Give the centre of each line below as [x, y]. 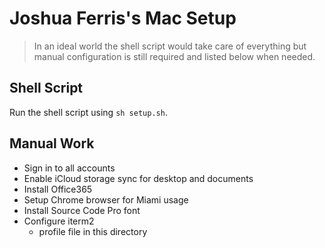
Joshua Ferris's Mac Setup [123, 18]
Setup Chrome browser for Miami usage [106, 199]
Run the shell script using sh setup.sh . [88, 112]
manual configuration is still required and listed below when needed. [174, 56]
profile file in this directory [93, 231]
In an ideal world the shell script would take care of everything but [170, 46]
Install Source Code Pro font [82, 210]
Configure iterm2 [59, 221]
